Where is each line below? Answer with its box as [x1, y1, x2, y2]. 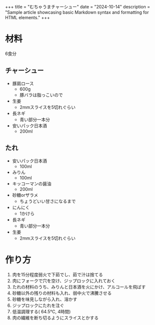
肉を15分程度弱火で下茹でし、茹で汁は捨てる [12, 271, 103, 277]
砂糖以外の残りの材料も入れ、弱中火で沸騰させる [12, 290, 112, 296]
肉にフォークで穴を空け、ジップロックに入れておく [12, 278, 116, 284]
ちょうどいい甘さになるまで [19, 198, 76, 204]
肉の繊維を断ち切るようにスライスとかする [12, 315, 99, 321]
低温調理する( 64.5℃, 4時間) [12, 308, 71, 314]
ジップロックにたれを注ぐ [12, 302, 64, 308]
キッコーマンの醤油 [12, 181, 52, 186]
